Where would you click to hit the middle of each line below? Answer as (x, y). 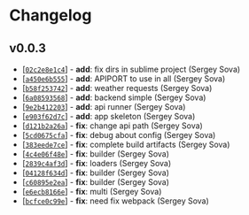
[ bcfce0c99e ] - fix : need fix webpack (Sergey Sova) (116, 201)
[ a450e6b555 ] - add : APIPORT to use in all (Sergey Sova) (124, 79)
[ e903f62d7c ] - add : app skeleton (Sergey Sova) (109, 116)
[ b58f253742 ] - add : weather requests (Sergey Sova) (117, 88)
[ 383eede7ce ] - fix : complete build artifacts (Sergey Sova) (126, 144)
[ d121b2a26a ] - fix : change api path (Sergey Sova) (113, 126)
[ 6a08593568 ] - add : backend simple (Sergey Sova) (114, 97)
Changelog (51, 15)
